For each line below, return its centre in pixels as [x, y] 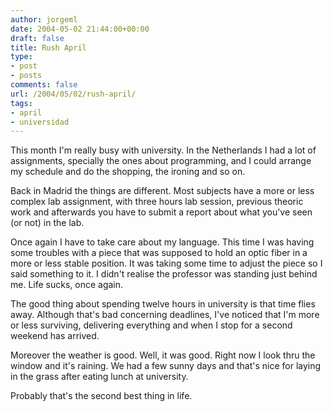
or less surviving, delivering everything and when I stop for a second [151, 325]
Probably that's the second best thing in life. [101, 396]
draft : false [37, 38]
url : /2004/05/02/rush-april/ [73, 94]
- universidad [40, 122]
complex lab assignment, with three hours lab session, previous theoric [157, 202]
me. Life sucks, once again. [67, 285]
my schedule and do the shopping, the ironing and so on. [128, 172]
